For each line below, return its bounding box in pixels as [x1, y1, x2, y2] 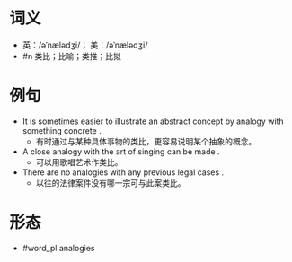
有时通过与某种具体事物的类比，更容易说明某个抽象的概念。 [35, 135, 257, 146]
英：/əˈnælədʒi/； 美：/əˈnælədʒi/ [22, 39, 148, 50]
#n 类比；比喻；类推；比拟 [22, 50, 121, 61]
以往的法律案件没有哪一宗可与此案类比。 [35, 177, 186, 188]
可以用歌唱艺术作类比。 [35, 156, 123, 167]
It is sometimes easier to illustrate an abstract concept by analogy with [22, 116, 285, 127]
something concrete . [22, 125, 102, 135]
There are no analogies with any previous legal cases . [22, 167, 225, 178]
